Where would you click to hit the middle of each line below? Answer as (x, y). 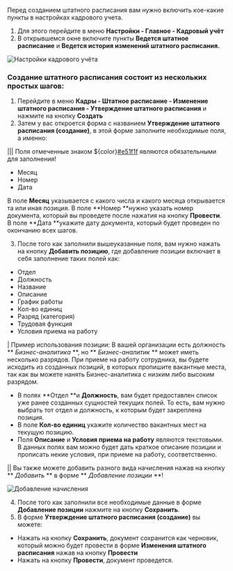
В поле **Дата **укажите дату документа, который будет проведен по (114, 223)
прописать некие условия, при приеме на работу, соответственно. (117, 455)
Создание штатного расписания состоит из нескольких (107, 77)
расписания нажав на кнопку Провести (77, 553)
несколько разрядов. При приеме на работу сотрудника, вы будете (108, 360)
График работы (40, 302)
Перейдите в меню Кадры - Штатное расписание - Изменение (113, 101)
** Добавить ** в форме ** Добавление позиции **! (85, 476)
